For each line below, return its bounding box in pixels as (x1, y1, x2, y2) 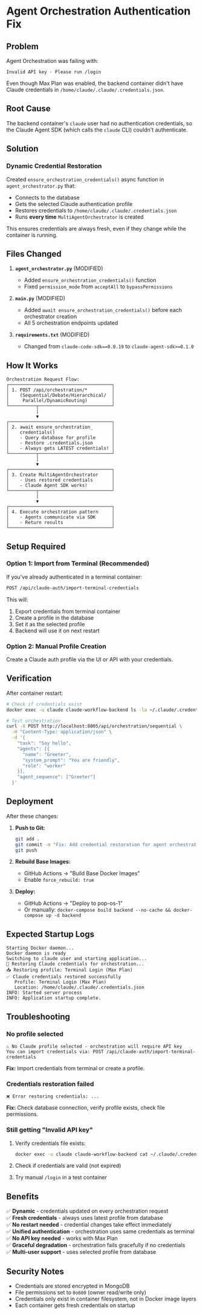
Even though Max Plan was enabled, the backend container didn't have (6, 80, 184, 87)
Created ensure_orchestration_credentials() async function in (6, 176, 164, 183)
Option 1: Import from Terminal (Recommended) (6, 559, 150, 568)
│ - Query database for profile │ (6, 435, 115, 441)
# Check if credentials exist (6, 701, 83, 707)
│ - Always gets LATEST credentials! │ (6, 445, 115, 452)
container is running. (6, 231, 58, 239)
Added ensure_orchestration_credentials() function (24, 277, 156, 284)
